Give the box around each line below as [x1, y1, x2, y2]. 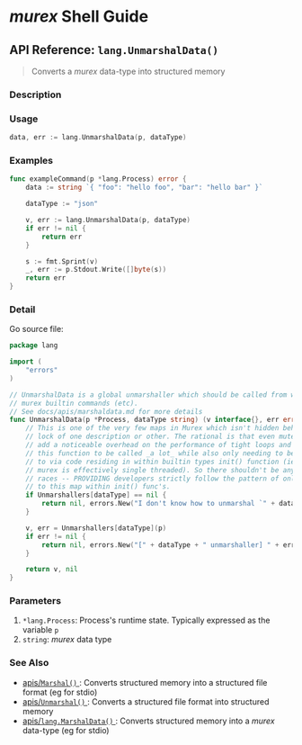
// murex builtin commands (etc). [9, 399, 139, 408]
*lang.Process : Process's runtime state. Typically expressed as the [22, 615, 271, 626]
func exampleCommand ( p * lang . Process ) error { [9, 175, 187, 184]
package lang [9, 341, 58, 350]
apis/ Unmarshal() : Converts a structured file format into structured [22, 696, 270, 707]
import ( [9, 357, 42, 366]
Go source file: [9, 324, 65, 335]
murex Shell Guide [9, 6, 149, 27]
